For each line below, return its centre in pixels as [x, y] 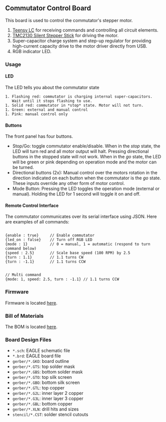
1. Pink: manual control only [37, 114]
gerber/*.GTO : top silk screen [42, 377]
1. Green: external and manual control [47, 110]
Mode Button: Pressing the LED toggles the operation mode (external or [86, 189]
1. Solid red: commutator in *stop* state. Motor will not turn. [74, 105]
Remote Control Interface [32, 205]
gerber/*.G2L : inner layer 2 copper [48, 393]
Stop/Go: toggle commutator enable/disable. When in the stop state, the [86, 146]
